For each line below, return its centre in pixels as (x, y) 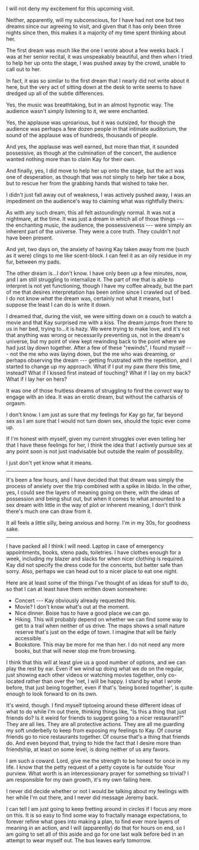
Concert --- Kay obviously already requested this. (76, 600)
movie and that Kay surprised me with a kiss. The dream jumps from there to (99, 323)
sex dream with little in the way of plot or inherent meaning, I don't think (94, 505)
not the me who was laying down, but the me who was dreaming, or (93, 354)
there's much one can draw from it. (49, 511)
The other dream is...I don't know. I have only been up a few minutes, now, (97, 273)
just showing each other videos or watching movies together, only (86, 675)
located (15, 681)
